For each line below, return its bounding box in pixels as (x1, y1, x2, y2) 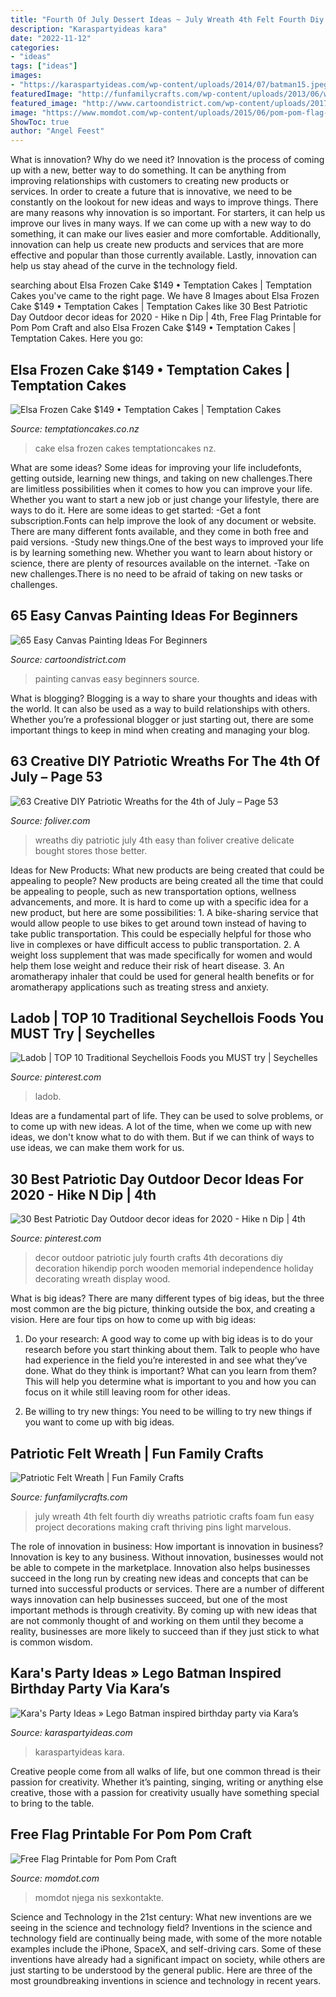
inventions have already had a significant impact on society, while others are (10, 1953, 326, 1965)
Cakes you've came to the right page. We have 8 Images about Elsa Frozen (10, 290, 320, 302)
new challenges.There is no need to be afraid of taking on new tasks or (10, 567, 303, 580)
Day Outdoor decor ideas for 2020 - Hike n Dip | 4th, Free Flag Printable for (10, 311, 322, 323)
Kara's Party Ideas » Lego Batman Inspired (10, 1665, 282, 1682)
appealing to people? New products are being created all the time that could (10, 874, 324, 886)
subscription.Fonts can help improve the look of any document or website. (10, 514, 317, 526)
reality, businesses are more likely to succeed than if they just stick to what (10, 1626, 320, 1637)
